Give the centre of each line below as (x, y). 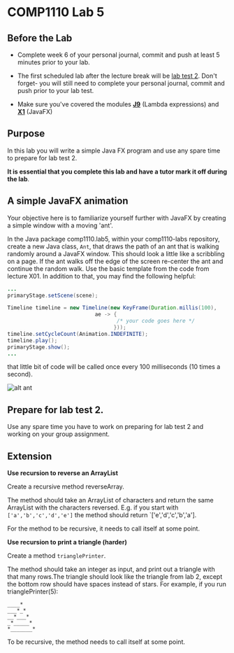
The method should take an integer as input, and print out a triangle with (111, 569)
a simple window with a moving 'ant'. (60, 225)
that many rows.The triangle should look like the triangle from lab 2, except (115, 577)
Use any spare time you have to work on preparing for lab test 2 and (105, 427)
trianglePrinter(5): (33, 591)
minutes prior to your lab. (54, 62)
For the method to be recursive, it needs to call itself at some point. (104, 528)
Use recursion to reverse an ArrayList (63, 473)
